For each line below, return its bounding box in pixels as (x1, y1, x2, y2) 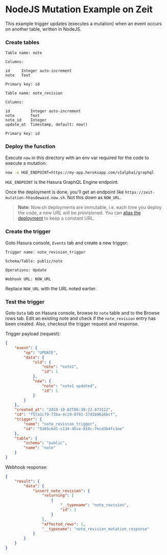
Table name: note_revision (5, 91, 63, 96)
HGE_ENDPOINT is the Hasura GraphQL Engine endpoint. (5, 179, 119, 185)
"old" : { (32, 359, 52, 365)
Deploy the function (5, 143, 56, 150)
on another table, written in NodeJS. (5, 26, 82, 32)
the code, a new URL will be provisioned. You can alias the (17, 210, 141, 216)
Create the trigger (5, 228, 51, 235)
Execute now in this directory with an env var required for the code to (5, 155, 149, 161)
